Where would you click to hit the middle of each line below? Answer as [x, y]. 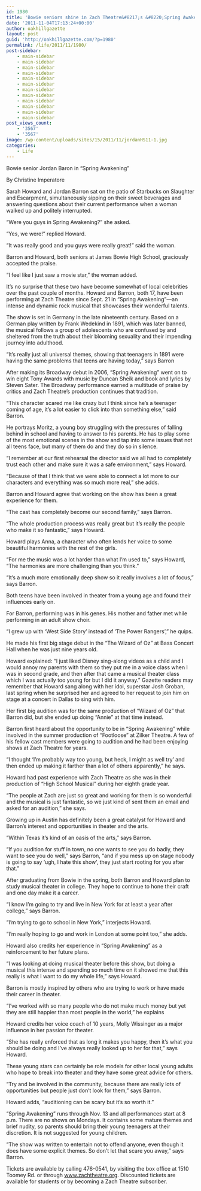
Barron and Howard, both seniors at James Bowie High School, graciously [97, 257]
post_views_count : [29, 123]
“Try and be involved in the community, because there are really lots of [94, 1084]
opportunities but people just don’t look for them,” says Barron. [84, 1090]
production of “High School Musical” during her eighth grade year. [88, 784]
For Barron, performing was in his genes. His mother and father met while [97, 613]
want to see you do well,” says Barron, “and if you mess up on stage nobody [100, 856]
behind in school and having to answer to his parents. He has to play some [98, 433]
